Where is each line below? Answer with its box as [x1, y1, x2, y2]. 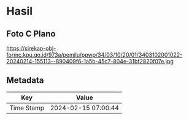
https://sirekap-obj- [6, 44, 56, 52]
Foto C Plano [6, 29, 56, 39]
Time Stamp [9, 104, 45, 112]
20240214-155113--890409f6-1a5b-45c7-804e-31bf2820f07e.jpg [6, 58, 174, 65]
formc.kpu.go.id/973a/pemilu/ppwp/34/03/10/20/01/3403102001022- [6, 51, 183, 58]
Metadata [6, 75, 44, 86]
